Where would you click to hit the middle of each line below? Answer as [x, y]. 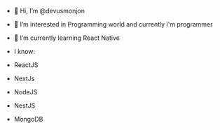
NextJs [24, 78]
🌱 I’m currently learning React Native [67, 38]
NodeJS [26, 92]
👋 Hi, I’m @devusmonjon [49, 11]
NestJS [25, 106]
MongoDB [28, 119]
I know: [25, 51]
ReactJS [26, 65]
